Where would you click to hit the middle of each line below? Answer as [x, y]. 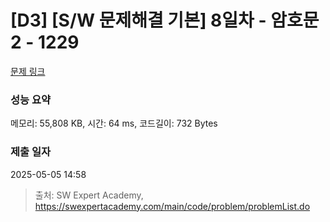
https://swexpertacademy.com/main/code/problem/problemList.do [172, 206]
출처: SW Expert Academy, [89, 195]
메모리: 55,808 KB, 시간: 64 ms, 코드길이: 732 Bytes [114, 123]
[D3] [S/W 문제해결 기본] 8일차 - [138, 20]
